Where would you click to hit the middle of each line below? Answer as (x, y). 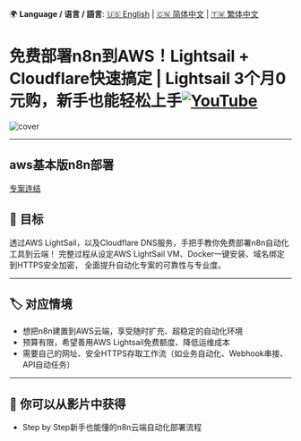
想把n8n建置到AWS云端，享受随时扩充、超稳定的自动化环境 (133, 331)
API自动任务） (48, 365)
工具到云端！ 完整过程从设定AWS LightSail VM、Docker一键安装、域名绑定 (147, 253)
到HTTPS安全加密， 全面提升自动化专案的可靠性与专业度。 (118, 265)
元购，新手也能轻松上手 (96, 101)
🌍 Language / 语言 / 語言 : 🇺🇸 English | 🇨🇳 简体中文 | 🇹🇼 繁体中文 (134, 14)
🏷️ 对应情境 (41, 304)
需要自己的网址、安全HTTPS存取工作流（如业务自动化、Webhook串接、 (155, 353)
